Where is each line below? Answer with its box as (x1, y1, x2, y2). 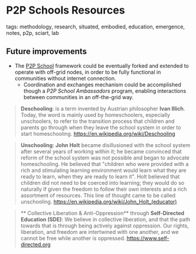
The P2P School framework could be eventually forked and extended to (14, 62, 189, 69)
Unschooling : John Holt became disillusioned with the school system (20, 141, 191, 148)
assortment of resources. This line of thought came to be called (20, 191, 176, 198)
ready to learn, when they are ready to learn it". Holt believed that (20, 172, 180, 180)
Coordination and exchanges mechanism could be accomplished (23, 81, 181, 88)
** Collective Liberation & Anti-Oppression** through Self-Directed (20, 209, 185, 216)
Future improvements (6, 47, 87, 57)
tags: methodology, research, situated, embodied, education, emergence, (6, 23, 185, 30)
